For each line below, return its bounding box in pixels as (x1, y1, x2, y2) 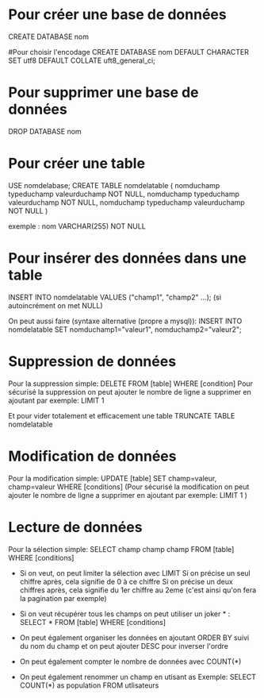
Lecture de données (8, 518, 143, 536)
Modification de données (8, 447, 177, 465)
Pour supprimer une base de (8, 83, 200, 102)
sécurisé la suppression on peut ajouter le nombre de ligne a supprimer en (8, 387, 251, 396)
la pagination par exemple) (19, 593, 107, 603)
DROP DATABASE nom (8, 126, 82, 136)
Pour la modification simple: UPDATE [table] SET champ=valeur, (8, 473, 217, 483)
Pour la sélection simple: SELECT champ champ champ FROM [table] (8, 544, 235, 553)
